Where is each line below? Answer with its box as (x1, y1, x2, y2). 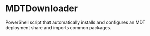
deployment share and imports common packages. (5, 24, 111, 30)
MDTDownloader (5, 3, 78, 14)
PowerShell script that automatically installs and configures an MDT (5, 19, 146, 25)
